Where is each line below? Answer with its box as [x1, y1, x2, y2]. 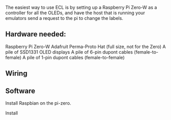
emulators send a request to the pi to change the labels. [5, 15, 123, 21]
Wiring [5, 69, 28, 78]
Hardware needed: [5, 30, 66, 39]
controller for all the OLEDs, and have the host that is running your [5, 10, 145, 16]
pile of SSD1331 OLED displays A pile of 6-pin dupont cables [5, 49, 133, 55]
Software [5, 86, 35, 95]
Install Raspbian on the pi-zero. [5, 100, 71, 106]
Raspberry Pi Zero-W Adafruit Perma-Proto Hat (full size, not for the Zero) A [5, 43, 166, 50]
